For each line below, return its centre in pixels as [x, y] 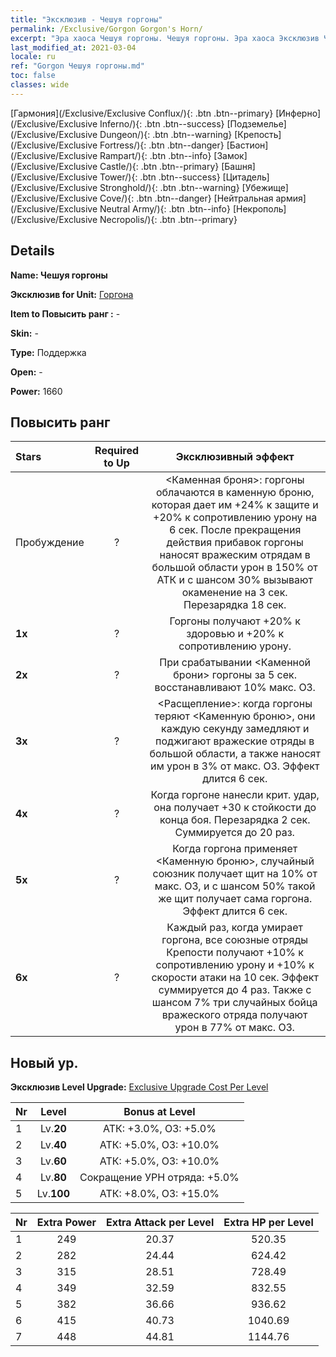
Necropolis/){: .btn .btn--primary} [168, 219]
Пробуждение [50, 543]
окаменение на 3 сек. [234, 593]
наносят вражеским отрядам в [235, 555]
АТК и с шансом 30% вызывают [234, 580]
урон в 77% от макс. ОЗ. [234, 1028]
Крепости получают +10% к [235, 953]
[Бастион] [247, 145]
